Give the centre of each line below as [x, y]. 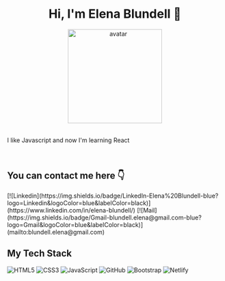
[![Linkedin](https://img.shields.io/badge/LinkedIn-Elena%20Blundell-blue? [113, 196]
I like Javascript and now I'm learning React [68, 140]
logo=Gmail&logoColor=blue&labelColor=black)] [75, 224]
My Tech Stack [39, 253]
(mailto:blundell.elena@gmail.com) [56, 232]
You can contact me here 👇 [66, 176]
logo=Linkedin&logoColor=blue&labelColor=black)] [79, 203]
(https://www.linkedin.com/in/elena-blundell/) [71, 210]
